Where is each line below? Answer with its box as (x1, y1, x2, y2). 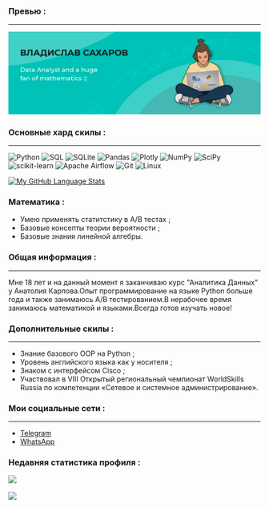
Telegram (19, 429, 52, 438)
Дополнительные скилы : (8, 323, 114, 334)
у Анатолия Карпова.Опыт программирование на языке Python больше (8, 286, 254, 296)
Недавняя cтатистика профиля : (8, 457, 141, 468)
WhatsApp (19, 437, 55, 446)
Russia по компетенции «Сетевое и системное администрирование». (19, 382, 259, 392)
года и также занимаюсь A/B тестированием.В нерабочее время (8, 294, 232, 304)
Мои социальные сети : (8, 402, 106, 413)
